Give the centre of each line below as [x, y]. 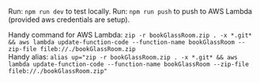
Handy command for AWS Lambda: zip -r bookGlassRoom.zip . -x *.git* [130, 35]
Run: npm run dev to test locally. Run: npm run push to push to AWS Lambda [130, 11]
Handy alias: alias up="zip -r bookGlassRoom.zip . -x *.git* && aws [123, 57]
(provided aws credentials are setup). [69, 20]
